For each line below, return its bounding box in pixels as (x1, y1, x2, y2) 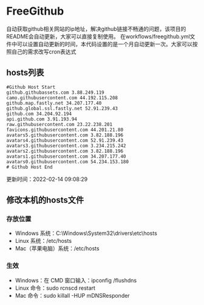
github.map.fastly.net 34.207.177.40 (6, 100, 102, 106)
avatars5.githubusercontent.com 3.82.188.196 (6, 132, 123, 138)
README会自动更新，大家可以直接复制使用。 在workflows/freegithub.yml (6, 32, 190, 40)
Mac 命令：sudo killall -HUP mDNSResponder (15, 292, 130, 299)
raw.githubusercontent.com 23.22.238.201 (6, 121, 113, 127)
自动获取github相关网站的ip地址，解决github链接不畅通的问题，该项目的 (6, 25, 186, 32)
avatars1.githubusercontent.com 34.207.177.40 (6, 153, 126, 160)
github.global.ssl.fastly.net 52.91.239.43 (6, 105, 118, 111)
